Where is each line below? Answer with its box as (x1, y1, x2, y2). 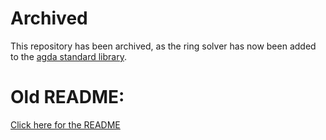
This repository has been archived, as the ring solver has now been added (10, 40, 317, 52)
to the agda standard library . (10, 50, 127, 62)
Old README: (10, 86, 125, 109)
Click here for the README (10, 118, 121, 131)
